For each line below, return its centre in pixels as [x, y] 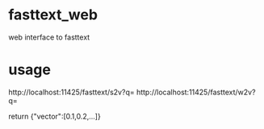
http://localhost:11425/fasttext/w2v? [196, 92]
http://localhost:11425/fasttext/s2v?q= [71, 92]
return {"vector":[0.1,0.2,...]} [54, 116]
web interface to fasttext [49, 37]
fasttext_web [53, 15]
